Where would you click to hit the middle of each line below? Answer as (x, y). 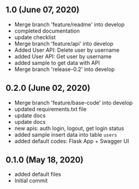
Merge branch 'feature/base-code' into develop (73, 102)
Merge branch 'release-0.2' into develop (64, 69)
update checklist (35, 37)
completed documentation (47, 31)
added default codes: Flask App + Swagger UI (72, 141)
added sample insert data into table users (66, 134)
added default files (38, 175)
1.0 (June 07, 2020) (42, 10)
